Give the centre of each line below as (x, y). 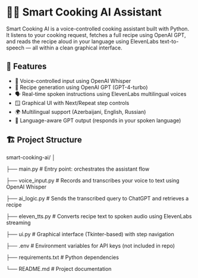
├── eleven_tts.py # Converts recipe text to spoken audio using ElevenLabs (99, 216)
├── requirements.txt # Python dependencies (62, 257)
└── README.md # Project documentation (59, 268)
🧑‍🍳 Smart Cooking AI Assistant (84, 12)
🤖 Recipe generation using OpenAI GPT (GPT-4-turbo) (81, 87)
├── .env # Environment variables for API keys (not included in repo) (91, 245)
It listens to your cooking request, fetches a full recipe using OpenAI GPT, (96, 35)
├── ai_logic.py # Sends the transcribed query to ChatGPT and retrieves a (98, 198)
